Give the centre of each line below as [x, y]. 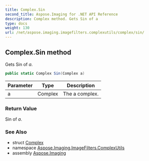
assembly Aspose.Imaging [39, 153]
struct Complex [28, 143]
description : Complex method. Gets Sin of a [52, 19]
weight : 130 [17, 28]
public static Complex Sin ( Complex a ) [45, 73]
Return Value [21, 108]
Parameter [20, 85]
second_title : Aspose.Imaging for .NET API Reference [62, 14]
